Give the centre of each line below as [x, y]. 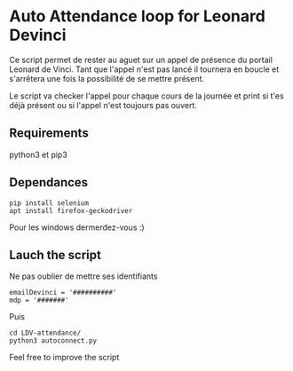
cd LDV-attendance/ [45, 333]
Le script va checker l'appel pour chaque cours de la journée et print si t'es [146, 96]
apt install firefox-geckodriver [71, 210]
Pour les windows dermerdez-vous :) [77, 227]
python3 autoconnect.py [53, 341]
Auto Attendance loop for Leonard [138, 16]
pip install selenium [49, 203]
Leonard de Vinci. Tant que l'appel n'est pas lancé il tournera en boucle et [144, 69]
